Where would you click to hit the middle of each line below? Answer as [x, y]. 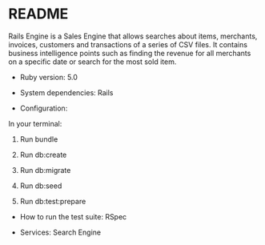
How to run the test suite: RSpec [73, 216]
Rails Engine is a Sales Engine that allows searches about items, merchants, [133, 36]
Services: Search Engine [60, 232]
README [38, 14]
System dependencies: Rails [66, 92]
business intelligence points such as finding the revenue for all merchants [130, 53]
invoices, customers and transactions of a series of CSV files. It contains [128, 44]
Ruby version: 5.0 [49, 77]
